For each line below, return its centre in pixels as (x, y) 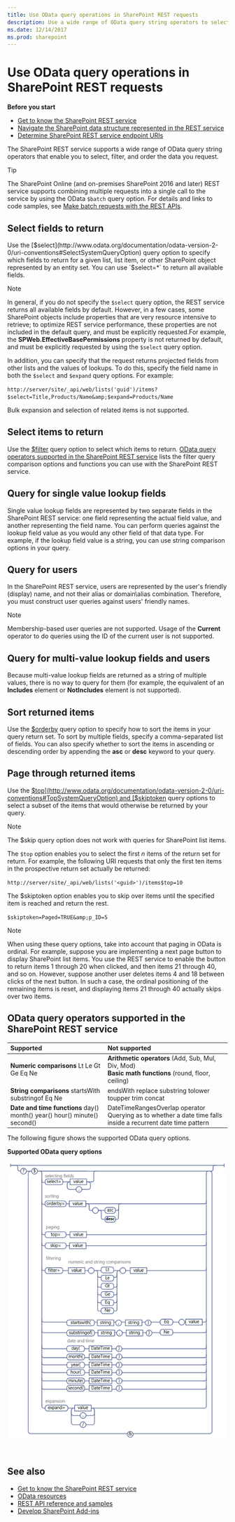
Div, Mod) (122, 1066)
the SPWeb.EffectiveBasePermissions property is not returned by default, (115, 339)
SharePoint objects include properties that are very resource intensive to (112, 317)
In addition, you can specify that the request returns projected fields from (113, 360)
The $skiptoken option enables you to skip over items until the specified (111, 896)
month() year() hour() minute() (54, 1115)
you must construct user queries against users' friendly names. (99, 602)
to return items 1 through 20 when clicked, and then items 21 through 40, (112, 966)
